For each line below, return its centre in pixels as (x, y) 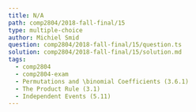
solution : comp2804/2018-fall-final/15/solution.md (95, 52)
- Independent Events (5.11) (63, 96)
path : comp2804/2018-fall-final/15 (67, 23)
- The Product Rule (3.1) (58, 89)
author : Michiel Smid (44, 37)
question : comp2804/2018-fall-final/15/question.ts (95, 45)
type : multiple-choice (45, 30)
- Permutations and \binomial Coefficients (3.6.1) (102, 81)
